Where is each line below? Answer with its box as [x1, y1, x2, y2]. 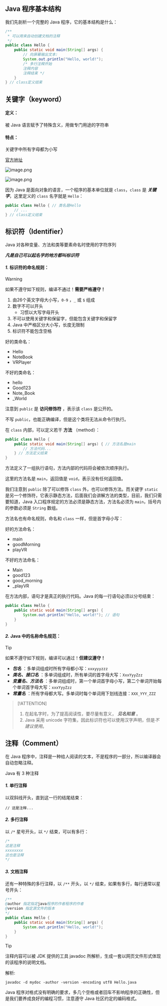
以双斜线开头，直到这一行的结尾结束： [5, 794, 83, 800]
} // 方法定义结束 [14, 451, 48, 456]
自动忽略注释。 [5, 759, 36, 765]
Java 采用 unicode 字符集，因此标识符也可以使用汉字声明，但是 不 [24, 717, 160, 723]
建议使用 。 [24, 723, 47, 729]
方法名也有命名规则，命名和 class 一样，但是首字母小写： [5, 515, 123, 521]
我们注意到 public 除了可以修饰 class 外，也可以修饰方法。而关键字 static [5, 486, 158, 493]
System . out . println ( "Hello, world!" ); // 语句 [23, 612, 120, 617]
